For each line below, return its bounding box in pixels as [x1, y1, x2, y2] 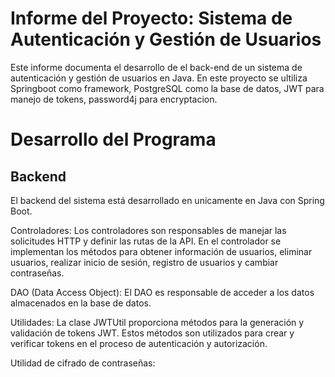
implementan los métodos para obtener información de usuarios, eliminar [10, 245, 313, 257]
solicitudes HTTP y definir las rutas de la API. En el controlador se [10, 235, 282, 247]
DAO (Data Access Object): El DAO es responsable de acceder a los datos [10, 286, 315, 298]
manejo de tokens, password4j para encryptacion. [10, 93, 218, 105]
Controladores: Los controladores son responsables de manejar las [10, 224, 287, 236]
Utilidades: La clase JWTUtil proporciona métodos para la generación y [10, 316, 305, 328]
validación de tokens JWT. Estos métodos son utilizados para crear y [10, 327, 295, 339]
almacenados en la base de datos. [10, 297, 152, 309]
